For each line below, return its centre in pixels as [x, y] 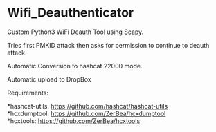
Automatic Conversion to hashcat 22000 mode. [75, 66]
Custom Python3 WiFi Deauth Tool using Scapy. [75, 32]
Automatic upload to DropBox [49, 79]
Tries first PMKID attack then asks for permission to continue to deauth [108, 45]
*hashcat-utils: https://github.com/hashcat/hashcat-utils [88, 106]
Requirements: [28, 93]
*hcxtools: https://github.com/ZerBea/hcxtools [74, 121]
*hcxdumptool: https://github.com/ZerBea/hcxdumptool [87, 113]
